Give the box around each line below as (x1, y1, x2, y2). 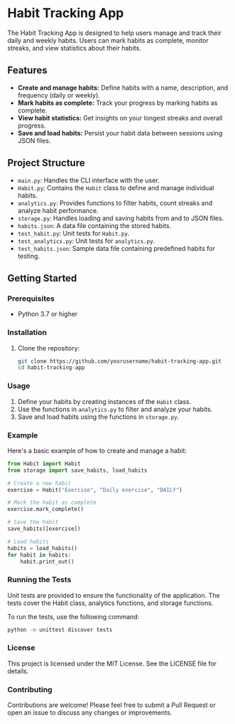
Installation (7, 328, 48, 338)
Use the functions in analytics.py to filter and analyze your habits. (17, 405, 213, 413)
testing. (17, 252, 40, 260)
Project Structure (7, 157, 85, 169)
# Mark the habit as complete (7, 499, 97, 507)
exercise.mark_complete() (7, 506, 84, 513)
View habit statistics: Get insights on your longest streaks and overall (17, 113, 223, 122)
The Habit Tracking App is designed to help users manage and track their (7, 29, 222, 37)
